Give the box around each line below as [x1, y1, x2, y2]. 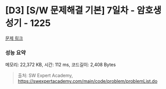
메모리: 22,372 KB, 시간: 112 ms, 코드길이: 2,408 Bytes [5, 62, 116, 68]
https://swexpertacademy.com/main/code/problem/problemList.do [17, 78, 158, 84]
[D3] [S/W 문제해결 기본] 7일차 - [5, 5, 135, 16]
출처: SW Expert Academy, [17, 72, 73, 79]
